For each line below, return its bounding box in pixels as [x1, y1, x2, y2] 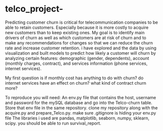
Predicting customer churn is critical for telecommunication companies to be [5, 19, 158, 25]
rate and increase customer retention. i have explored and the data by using [5, 45, 157, 51]
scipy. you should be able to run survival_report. [5, 120, 101, 126]
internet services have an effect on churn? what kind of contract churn [5, 80, 147, 86]
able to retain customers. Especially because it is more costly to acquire [5, 24, 149, 30]
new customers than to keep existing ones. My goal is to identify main [5, 29, 145, 35]
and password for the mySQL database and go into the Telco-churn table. [5, 100, 153, 105]
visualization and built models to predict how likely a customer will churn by [5, 50, 156, 56]
